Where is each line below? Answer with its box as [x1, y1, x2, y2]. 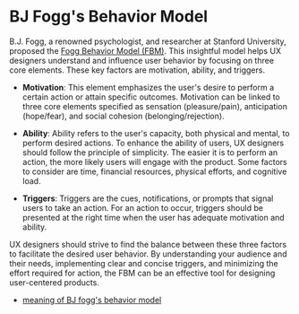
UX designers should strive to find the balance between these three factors [9, 239, 287, 249]
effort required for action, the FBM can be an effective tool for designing [9, 267, 276, 278]
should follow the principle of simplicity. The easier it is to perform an [21, 146, 278, 158]
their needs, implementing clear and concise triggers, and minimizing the [9, 257, 279, 268]
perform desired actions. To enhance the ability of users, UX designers [21, 137, 285, 148]
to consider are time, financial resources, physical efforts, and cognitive [21, 166, 287, 177]
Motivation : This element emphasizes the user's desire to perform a [21, 82, 275, 92]
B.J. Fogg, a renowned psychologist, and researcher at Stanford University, [9, 36, 286, 47]
